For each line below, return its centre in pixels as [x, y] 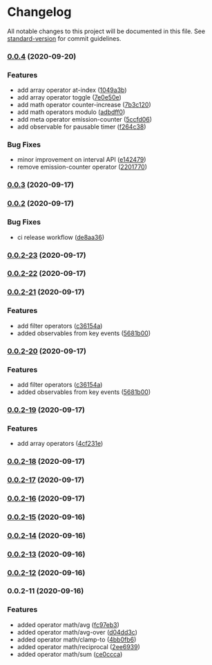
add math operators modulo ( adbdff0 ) [71, 112]
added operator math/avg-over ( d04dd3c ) [77, 632]
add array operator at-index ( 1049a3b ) [72, 90]
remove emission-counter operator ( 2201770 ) [82, 167]
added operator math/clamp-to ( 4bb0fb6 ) [77, 639]
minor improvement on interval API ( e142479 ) [81, 160]
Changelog [39, 12]
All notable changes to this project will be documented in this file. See [106, 31]
